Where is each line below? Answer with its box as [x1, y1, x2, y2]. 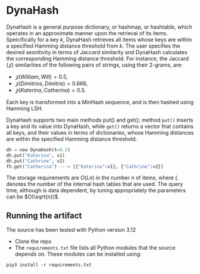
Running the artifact [6, 210, 82, 220]
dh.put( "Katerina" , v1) [6, 152, 65, 158]
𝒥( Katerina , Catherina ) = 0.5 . [14, 86, 86, 94]
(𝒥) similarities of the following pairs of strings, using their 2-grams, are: [6, 61, 183, 68]
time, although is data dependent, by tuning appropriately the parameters [6, 187, 186, 194]
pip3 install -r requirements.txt [6, 262, 92, 268]
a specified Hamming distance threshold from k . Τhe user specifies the [6, 42, 180, 49]
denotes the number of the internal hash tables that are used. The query [6, 180, 183, 188]
